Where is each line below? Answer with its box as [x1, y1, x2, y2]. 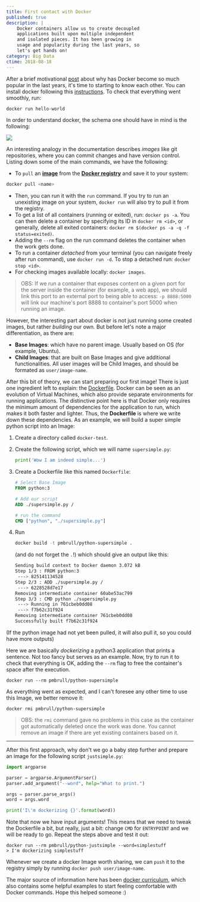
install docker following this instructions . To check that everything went [6, 88, 181, 95]
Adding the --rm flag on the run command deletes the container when [14, 237, 186, 244]
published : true [6, 14, 46, 20]
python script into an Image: [6, 422, 76, 430]
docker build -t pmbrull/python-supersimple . [14, 540, 133, 547]
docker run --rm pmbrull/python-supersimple [6, 677, 118, 683]
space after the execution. [6, 665, 70, 673]
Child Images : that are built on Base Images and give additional [14, 354, 171, 361]
